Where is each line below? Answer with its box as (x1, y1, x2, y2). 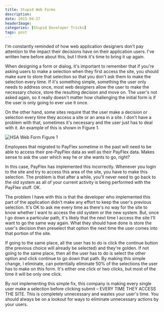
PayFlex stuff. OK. (5, 185, 42, 190)
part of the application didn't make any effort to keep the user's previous (5, 199, 152, 205)
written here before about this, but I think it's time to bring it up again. (5, 54, 145, 59)
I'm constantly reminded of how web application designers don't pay (5, 44, 144, 49)
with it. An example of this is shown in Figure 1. (5, 125, 99, 130)
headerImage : (5, 21, 32, 26)
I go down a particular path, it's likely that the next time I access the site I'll (5, 215, 156, 220)
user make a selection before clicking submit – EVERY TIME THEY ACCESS (5, 286, 156, 291)
